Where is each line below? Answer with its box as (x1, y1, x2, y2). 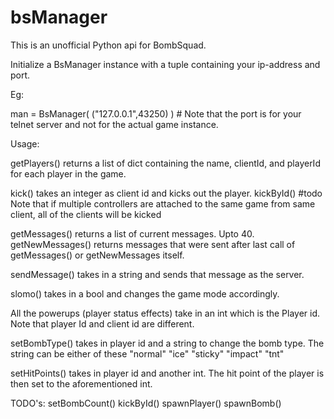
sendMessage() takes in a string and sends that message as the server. (10, 268, 305, 280)
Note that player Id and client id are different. (10, 317, 195, 330)
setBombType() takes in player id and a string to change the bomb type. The (10, 337, 325, 349)
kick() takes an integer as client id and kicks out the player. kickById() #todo (10, 187, 323, 199)
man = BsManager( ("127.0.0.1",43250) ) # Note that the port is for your (10, 107, 302, 120)
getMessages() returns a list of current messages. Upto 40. (10, 227, 255, 240)
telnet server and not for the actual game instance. (10, 118, 219, 130)
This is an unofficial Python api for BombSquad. (10, 39, 207, 51)
